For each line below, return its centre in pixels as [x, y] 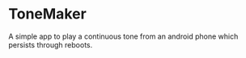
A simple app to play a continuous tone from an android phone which [123, 36]
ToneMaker [47, 14]
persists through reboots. [51, 44]
